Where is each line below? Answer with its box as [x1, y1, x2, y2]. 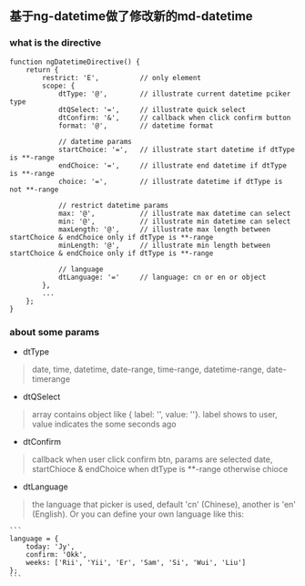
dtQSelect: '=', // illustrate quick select [57, 105, 247, 114]
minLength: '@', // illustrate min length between [57, 241, 271, 250]
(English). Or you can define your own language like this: [31, 509, 244, 519]
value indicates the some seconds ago [31, 418, 177, 429]
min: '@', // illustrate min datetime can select [57, 217, 291, 226]
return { [25, 65, 59, 75]
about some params [9, 325, 100, 338]
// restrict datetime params [57, 200, 169, 210]
